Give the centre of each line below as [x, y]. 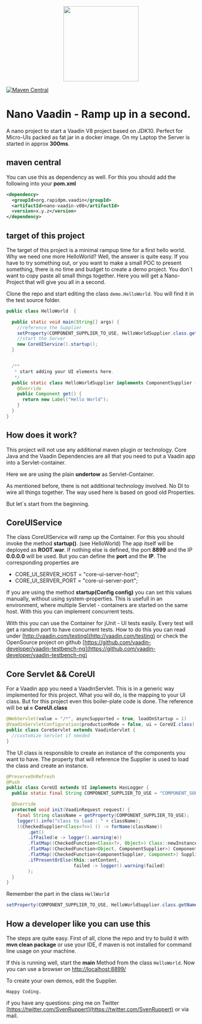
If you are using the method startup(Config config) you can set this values [99, 593]
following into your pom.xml [41, 184]
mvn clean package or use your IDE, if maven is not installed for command [99, 945]
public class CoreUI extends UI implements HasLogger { [78, 788]
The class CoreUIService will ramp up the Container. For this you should [95, 537]
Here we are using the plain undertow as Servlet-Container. [80, 474]
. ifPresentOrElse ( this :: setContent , [74, 860]
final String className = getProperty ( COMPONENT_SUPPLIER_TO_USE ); [103, 815]
